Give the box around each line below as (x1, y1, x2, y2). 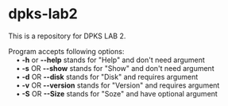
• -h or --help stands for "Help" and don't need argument (15, 55, 205, 65)
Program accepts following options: (8, 46, 125, 56)
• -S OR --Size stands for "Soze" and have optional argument (15, 88, 218, 98)
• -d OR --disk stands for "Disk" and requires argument (15, 72, 199, 81)
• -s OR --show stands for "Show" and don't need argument (15, 63, 214, 73)
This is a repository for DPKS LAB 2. (8, 31, 126, 41)
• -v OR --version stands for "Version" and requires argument (15, 80, 220, 90)
